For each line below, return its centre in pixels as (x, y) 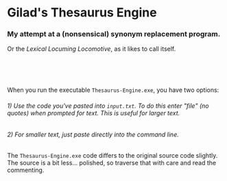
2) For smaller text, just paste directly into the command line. (93, 134)
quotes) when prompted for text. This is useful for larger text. (94, 113)
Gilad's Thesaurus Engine (82, 13)
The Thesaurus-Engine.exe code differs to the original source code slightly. (112, 156)
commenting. (26, 170)
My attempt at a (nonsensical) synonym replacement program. (114, 34)
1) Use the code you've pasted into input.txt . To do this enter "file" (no (108, 106)
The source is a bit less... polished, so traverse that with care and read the (112, 163)
